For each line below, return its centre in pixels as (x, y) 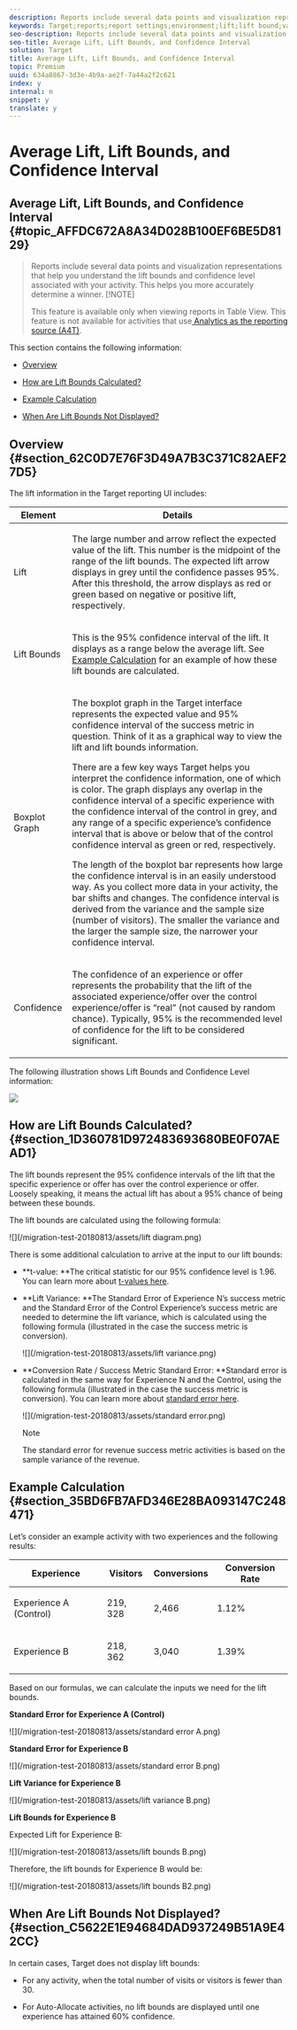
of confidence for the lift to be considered (158, 1030)
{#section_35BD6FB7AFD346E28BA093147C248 (148, 1501)
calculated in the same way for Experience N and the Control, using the (152, 1379)
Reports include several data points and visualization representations (156, 266)
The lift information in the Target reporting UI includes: (108, 494)
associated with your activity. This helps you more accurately (142, 285)
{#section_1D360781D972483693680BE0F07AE (145, 1140)
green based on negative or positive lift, (154, 595)
